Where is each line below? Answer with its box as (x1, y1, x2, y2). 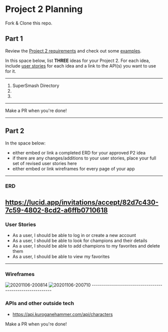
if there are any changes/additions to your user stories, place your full (12, 155, 156, 161)
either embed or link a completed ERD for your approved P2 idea (12, 149, 146, 155)
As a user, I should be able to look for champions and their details (12, 237, 147, 243)
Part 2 (5, 126, 24, 135)
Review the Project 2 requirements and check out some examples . (5, 47, 141, 53)
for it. (5, 68, 16, 74)
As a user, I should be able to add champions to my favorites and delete (12, 243, 160, 249)
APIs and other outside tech (5, 300, 74, 307)
